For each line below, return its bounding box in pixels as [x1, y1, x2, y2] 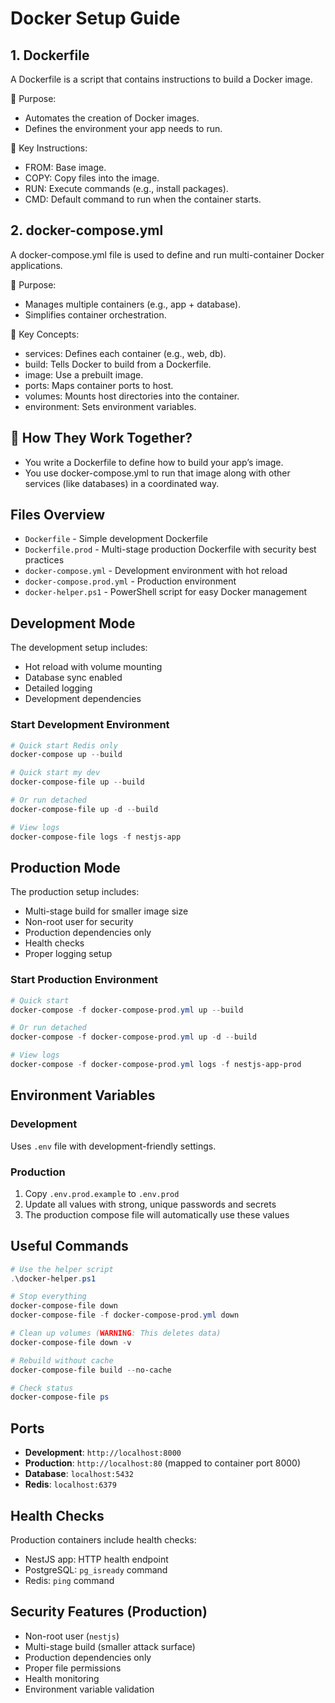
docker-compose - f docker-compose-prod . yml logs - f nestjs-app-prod [10, 1060, 302, 1070]
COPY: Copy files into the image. [24, 172, 160, 184]
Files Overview [10, 507, 106, 524]
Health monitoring [24, 1672, 100, 1684]
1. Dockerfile [10, 47, 90, 64]
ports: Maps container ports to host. [24, 379, 174, 391]
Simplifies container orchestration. [24, 308, 167, 321]
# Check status [10, 1383, 74, 1393]
